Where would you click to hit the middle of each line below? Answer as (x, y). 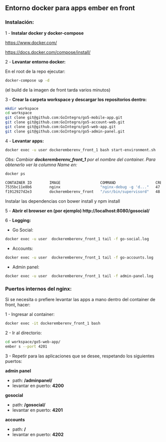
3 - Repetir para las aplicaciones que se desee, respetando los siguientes (80, 356)
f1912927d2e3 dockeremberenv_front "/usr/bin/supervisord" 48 (83, 192)
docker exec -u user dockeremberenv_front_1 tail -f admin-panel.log (79, 276)
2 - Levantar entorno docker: (35, 62)
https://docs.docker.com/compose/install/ (48, 52)
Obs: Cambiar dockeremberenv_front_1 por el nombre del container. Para (80, 159)
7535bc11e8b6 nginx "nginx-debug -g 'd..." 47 (83, 187)
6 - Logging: (18, 221)
